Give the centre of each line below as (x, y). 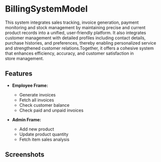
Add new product (37, 129)
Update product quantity (44, 134)
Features (19, 74)
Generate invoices (37, 95)
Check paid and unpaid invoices (51, 110)
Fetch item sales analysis (44, 139)
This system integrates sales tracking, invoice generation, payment (72, 22)
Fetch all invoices (37, 100)
